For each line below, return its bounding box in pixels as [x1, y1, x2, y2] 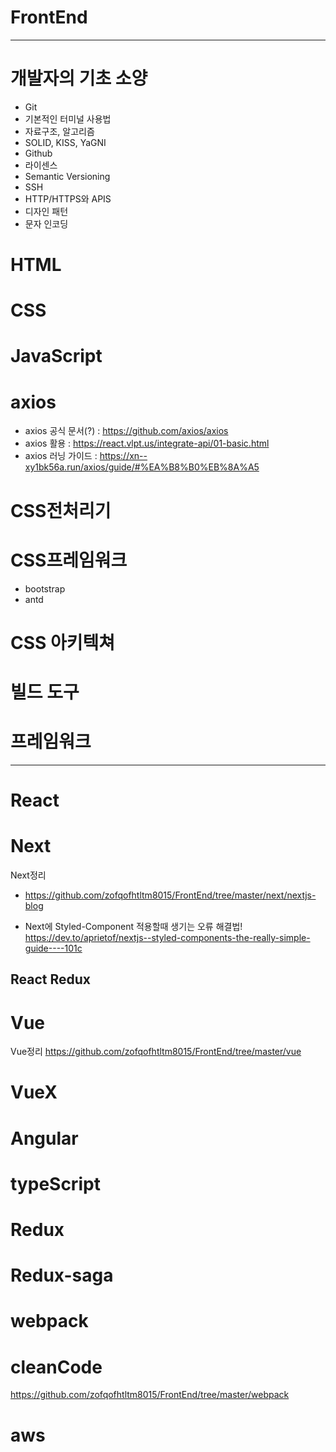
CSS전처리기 [10, 499, 112, 522]
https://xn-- [99, 450, 148, 462]
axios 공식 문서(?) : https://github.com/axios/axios [24, 425, 229, 437]
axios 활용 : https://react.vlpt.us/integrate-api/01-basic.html [24, 437, 270, 450]
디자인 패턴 [24, 205, 69, 217]
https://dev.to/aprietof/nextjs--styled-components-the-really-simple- [24, 931, 311, 943]
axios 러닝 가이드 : [24, 450, 98, 462]
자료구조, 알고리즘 [24, 125, 95, 137]
